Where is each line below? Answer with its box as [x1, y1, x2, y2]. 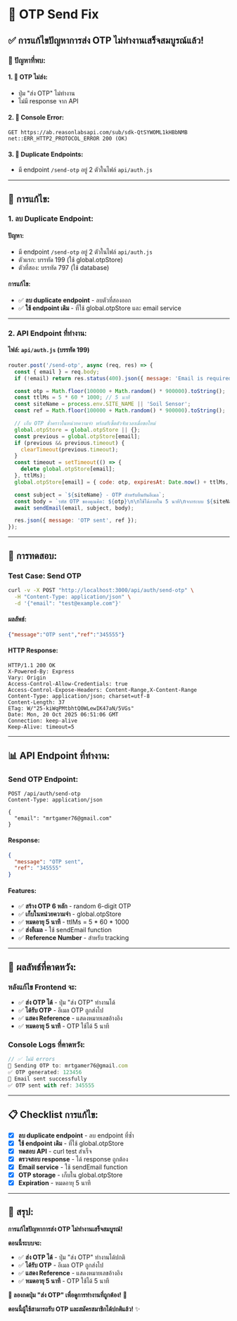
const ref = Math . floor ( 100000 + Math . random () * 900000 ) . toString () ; [14, 407, 226, 414]
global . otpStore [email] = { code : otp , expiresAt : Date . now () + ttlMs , [14, 478, 229, 486]
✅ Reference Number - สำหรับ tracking [18, 934, 129, 942]
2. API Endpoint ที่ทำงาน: [8, 328, 87, 338]
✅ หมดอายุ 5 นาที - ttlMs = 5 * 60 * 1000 [18, 917, 129, 927]
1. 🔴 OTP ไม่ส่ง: [8, 73, 48, 82]
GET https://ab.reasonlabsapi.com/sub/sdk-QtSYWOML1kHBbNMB [8, 129, 188, 136]
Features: [8, 886, 37, 895]
